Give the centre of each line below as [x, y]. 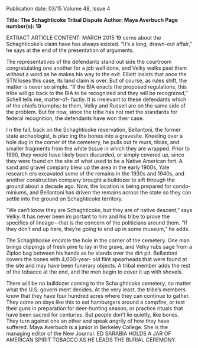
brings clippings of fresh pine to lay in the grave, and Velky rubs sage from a [99, 247]
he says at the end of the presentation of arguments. [70, 50]
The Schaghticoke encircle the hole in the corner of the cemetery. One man [98, 240]
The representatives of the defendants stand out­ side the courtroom [89, 62]
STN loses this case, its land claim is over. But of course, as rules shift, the [97, 80]
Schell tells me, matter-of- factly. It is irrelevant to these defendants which [96, 99]
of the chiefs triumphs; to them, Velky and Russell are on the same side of [96, 105]
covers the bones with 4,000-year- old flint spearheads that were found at [97, 259]
